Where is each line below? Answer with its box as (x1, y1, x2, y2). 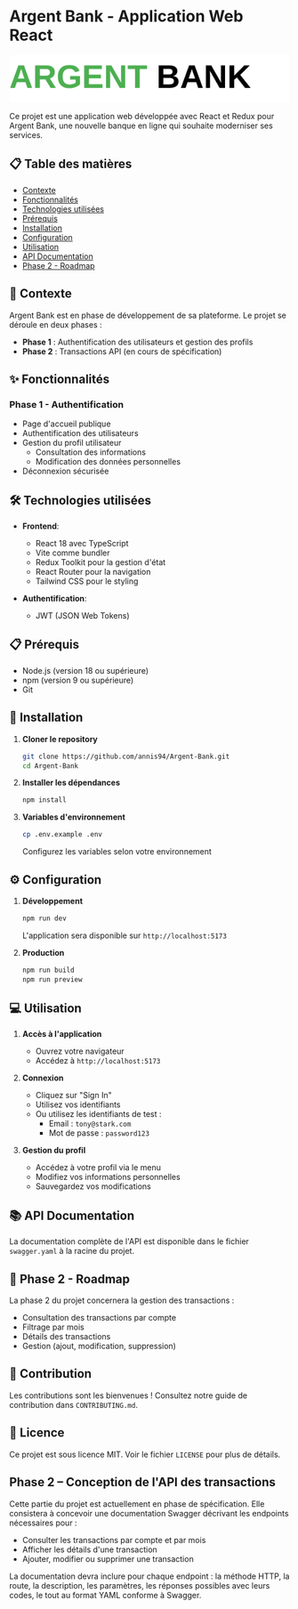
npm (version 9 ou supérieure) (21, 675, 134, 685)
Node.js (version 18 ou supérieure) (21, 665, 149, 675)
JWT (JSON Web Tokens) (35, 610, 131, 621)
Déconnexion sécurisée (21, 465, 109, 477)
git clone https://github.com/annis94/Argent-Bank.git (21, 752, 230, 761)
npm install (21, 796, 67, 804)
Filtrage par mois (21, 1322, 85, 1332)
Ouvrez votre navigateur (35, 1046, 125, 1056)
